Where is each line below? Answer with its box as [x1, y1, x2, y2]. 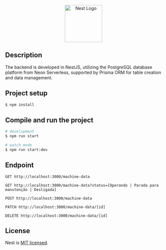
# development [5, 129, 35, 134]
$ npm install [5, 102, 35, 107]
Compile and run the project [5, 116, 93, 124]
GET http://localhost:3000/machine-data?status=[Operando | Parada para [5, 183, 159, 188]
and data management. [5, 74, 53, 80]
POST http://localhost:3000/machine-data [5, 196, 92, 201]
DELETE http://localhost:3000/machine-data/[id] [5, 213, 108, 218]
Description [5, 51, 42, 60]
